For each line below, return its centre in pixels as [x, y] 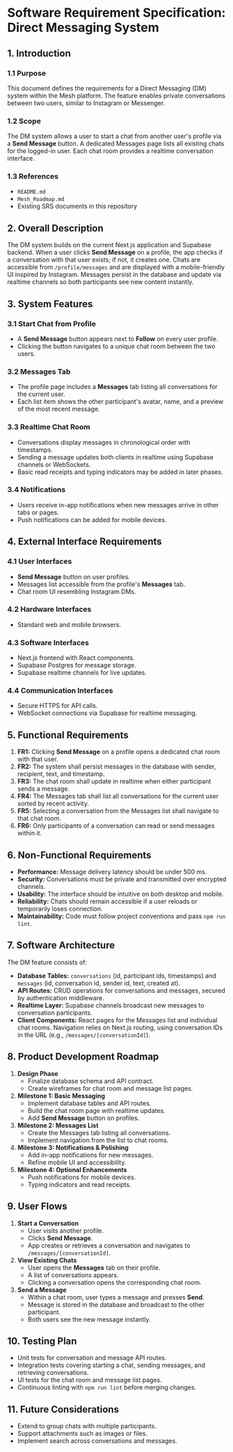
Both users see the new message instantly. [89, 1319]
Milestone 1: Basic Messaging [61, 1096]
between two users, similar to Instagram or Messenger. [86, 103]
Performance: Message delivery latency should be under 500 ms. [112, 872]
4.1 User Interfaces [40, 562]
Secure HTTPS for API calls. [57, 706]
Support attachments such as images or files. [82, 1434]
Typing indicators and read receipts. [79, 1184]
